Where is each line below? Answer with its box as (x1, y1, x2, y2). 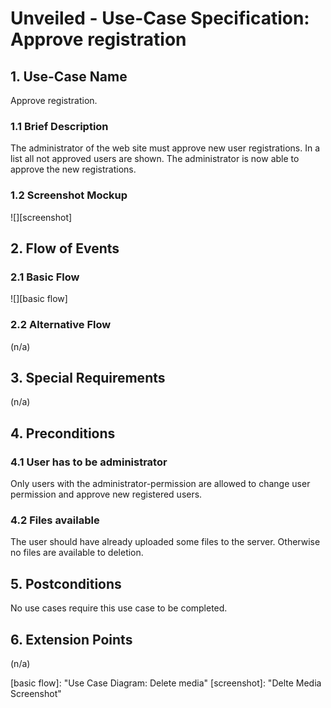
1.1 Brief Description (10, 119, 109, 133)
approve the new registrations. (10, 163, 137, 176)
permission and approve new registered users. (10, 488, 203, 501)
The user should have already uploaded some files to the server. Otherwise (10, 536, 321, 548)
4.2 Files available (10, 513, 100, 527)
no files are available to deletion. (10, 547, 144, 559)
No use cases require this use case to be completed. (10, 602, 228, 614)
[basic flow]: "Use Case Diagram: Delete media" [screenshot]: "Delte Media (10, 677, 322, 689)
